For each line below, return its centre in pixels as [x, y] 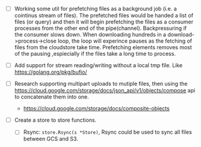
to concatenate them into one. [52, 97]
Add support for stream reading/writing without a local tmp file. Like [98, 65]
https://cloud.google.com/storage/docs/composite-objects [96, 109]
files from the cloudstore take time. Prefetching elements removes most [103, 47]
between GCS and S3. [51, 139]
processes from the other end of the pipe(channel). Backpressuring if [100, 28]
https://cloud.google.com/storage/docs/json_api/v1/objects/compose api [105, 91]
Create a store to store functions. [55, 120]
